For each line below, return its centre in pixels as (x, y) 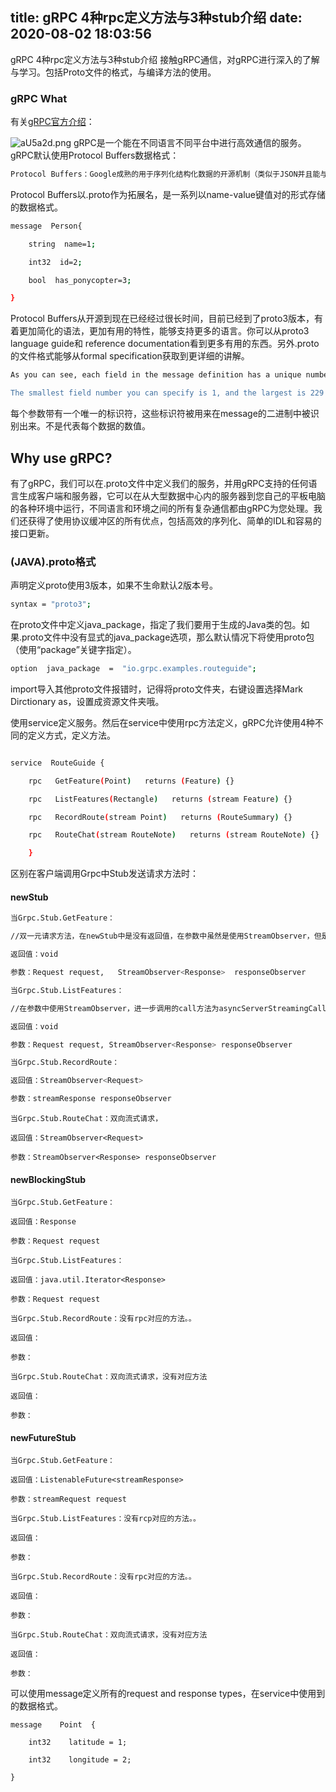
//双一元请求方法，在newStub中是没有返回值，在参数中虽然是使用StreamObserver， (162, 936)
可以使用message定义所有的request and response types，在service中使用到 (168, 1694)
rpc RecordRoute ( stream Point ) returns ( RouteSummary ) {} (160, 817)
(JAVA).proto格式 (53, 561)
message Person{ (46, 226)
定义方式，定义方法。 (71, 735)
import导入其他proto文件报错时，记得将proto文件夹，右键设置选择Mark (157, 689)
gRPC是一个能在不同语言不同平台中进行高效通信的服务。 (190, 143)
